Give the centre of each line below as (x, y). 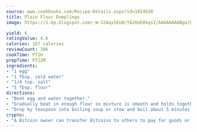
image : (14, 22)
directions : (21, 93)
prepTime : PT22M (26, 60)
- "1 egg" (18, 71)
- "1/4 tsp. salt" (28, 82)
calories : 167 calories (35, 44)
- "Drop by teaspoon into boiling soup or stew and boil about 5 (87, 109)
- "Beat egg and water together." (48, 99)
